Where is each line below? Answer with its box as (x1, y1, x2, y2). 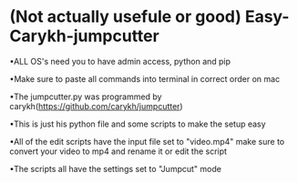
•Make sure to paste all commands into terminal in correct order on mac (9, 73, 281, 84)
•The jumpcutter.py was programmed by (9, 91, 162, 102)
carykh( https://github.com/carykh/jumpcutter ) (9, 100, 184, 111)
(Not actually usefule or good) (9, 6, 241, 27)
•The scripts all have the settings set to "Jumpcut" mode (9, 163, 221, 174)
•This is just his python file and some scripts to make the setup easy (9, 118, 266, 129)
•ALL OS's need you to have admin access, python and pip (9, 56, 231, 66)
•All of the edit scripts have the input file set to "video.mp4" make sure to (9, 136, 285, 147)
